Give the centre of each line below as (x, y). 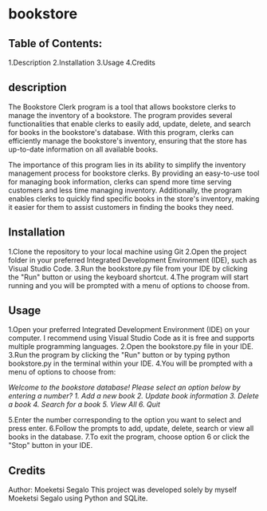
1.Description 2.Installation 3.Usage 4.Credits (82, 62)
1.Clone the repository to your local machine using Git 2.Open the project (128, 252)
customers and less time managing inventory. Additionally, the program (125, 190)
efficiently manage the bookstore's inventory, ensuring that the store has (128, 141)
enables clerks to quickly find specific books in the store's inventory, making (134, 198)
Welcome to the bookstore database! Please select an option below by (124, 387)
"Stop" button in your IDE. (51, 446)
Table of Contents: (55, 44)
